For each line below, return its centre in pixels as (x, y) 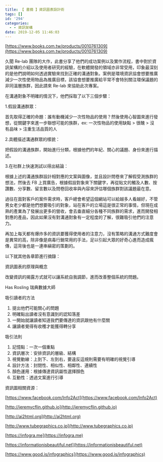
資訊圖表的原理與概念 (26, 267)
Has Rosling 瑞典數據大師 (30, 287)
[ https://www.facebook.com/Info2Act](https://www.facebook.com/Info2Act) (81, 397)
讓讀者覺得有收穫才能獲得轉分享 (44, 326)
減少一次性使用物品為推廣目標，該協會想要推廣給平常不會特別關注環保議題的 (81, 79)
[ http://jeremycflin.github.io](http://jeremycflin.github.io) (61, 407)
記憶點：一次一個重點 (33, 347)
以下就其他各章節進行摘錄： (33, 256)
